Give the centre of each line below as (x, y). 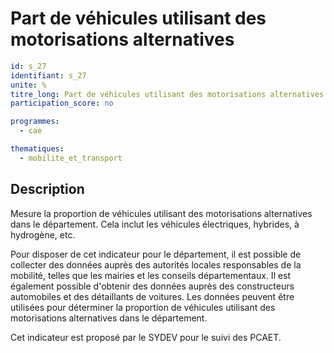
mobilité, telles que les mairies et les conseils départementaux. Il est (151, 275)
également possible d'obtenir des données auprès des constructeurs (152, 286)
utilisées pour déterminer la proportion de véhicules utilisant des (143, 307)
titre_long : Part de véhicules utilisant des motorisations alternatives (167, 94)
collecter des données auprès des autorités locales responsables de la (156, 264)
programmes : (35, 122)
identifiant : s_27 (48, 75)
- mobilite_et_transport (71, 158)
